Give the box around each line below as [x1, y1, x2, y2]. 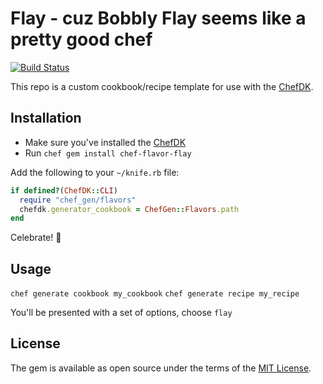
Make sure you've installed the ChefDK [24, 136, 187, 148]
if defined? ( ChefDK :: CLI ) [10, 185, 118, 196]
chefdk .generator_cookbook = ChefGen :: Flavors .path [19, 204, 240, 214]
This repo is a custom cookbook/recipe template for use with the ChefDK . [10, 80, 314, 92]
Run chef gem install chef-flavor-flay [24, 147, 192, 159]
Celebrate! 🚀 [10, 232, 62, 244]
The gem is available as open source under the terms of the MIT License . [10, 362, 312, 374]
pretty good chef [10, 28, 153, 51]
